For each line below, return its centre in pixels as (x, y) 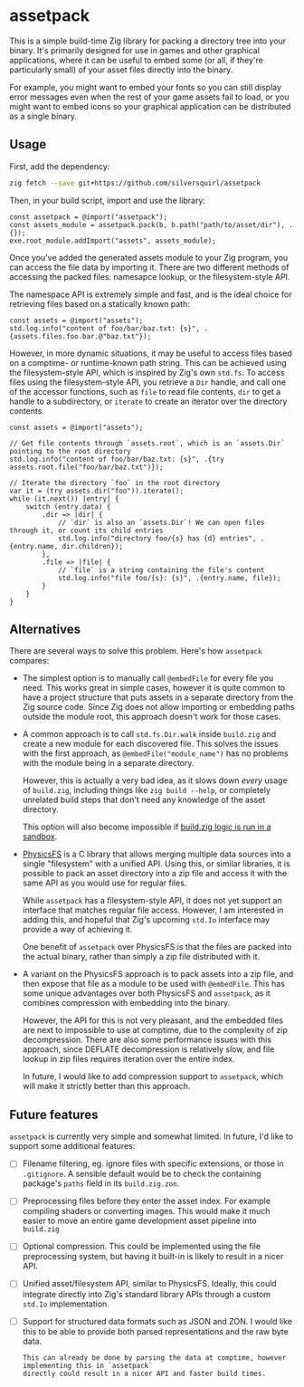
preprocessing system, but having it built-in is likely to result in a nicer (153, 1257)
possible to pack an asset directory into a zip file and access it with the (155, 874)
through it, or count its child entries (87, 531)
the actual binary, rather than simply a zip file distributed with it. (141, 957)
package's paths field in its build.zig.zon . (101, 1183)
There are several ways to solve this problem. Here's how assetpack (136, 651)
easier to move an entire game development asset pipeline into (139, 1221)
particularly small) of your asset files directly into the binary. (121, 70)
